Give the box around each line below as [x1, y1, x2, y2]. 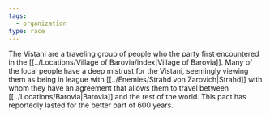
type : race [8, 27, 45, 35]
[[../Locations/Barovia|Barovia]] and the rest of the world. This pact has [8, 92, 246, 102]
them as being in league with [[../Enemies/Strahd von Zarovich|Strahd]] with [8, 74, 263, 85]
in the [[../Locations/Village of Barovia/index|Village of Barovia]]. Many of [8, 57, 253, 67]
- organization [15, 19, 67, 27]
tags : [8, 11, 27, 20]
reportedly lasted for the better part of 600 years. [8, 100, 174, 110]
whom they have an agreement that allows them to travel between [8, 83, 229, 93]
